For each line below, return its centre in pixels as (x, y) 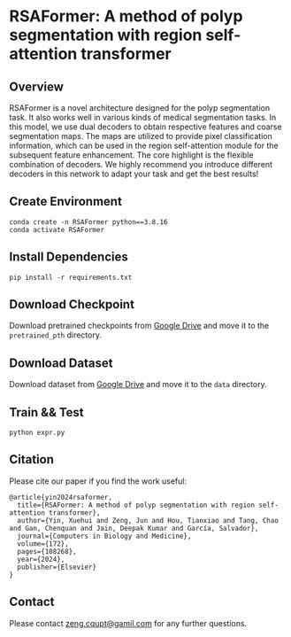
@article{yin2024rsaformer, (61, 497)
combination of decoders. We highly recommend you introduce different (141, 164)
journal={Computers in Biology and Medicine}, (104, 536)
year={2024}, (41, 559)
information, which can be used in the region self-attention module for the (144, 145)
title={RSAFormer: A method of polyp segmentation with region (136, 505)
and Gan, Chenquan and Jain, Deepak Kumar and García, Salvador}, (134, 528)
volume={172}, (43, 544)
